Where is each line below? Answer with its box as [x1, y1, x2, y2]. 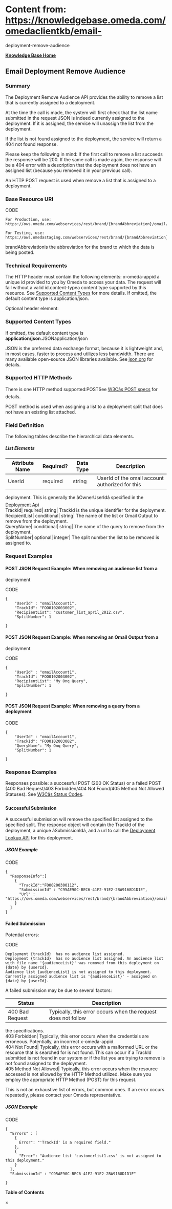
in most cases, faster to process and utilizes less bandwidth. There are [5, 351, 155, 357]
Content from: [5, 4, 67, 15]
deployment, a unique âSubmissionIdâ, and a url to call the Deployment [5, 828, 156, 834]
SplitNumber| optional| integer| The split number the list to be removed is [5, 534, 160, 541]
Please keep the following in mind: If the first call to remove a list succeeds [5, 151, 163, 157]
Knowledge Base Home [5, 52, 56, 58]
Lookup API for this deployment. [5, 835, 73, 841]
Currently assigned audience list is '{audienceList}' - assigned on [5, 974, 157, 979]
